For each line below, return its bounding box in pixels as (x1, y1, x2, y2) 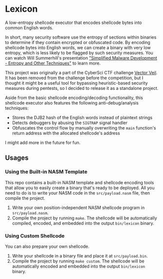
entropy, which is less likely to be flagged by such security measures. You (5, 50, 153, 56)
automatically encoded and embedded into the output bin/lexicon (12, 263, 145, 269)
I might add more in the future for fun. (5, 139, 81, 145)
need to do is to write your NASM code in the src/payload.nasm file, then (5, 190, 150, 196)
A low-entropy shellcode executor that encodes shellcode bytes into (5, 20, 142, 25)
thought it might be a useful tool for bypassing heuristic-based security (5, 80, 148, 86)
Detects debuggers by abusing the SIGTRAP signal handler (12, 120, 128, 126)
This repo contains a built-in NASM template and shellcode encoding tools (5, 179, 154, 185)
